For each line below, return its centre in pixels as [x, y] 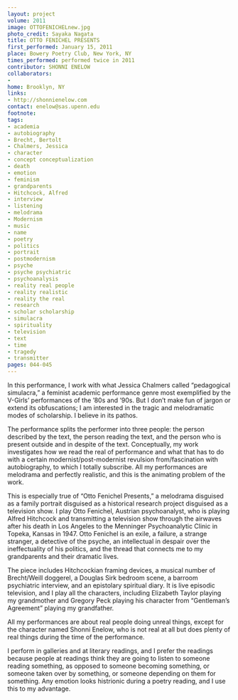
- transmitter [28, 358]
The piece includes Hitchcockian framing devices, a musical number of [111, 570]
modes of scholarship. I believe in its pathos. [73, 415]
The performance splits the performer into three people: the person [106, 429]
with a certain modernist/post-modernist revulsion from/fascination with [113, 459]
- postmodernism [31, 259]
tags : [15, 120]
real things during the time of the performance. [76, 637]
